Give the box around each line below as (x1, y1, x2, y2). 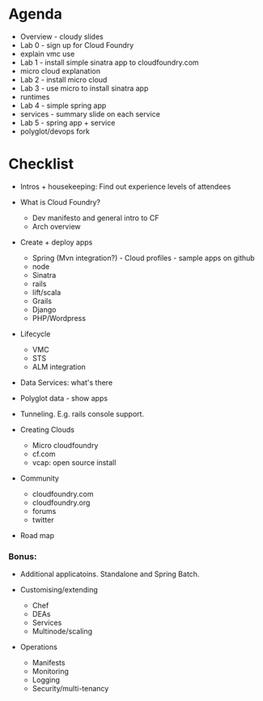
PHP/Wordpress (32, 313, 87, 323)
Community (19, 473, 59, 483)
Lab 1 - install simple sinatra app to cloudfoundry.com (19, 58, 200, 67)
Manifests (32, 658, 66, 668)
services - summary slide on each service (19, 109, 160, 118)
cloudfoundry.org (32, 498, 91, 507)
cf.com (32, 449, 56, 459)
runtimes (19, 92, 50, 101)
